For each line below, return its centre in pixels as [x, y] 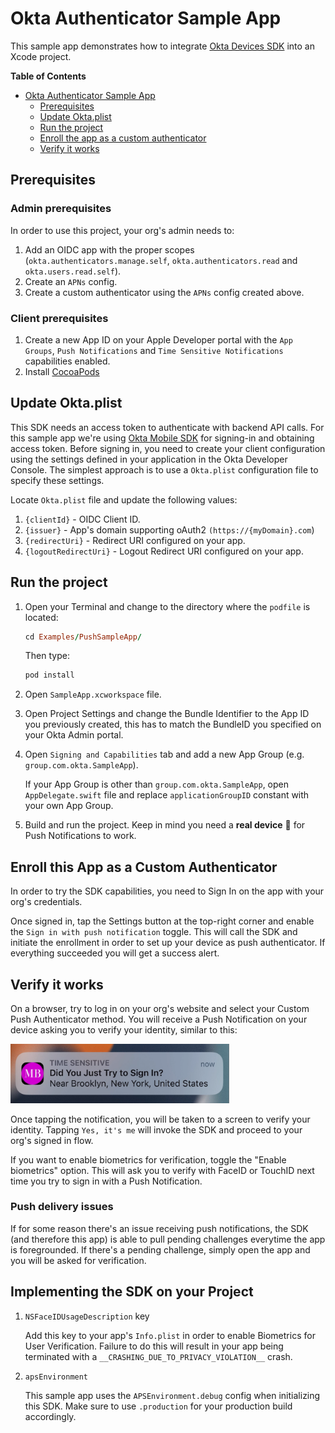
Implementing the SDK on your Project [132, 1292]
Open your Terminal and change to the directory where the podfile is [167, 606]
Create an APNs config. [71, 281]
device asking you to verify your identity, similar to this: [124, 1029]
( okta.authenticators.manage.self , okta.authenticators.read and [161, 260]
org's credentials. [46, 902]
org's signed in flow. [52, 1140]
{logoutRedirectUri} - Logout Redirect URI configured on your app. [164, 551]
